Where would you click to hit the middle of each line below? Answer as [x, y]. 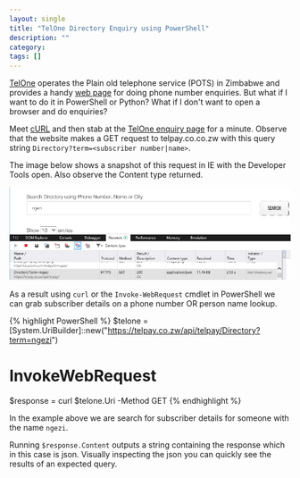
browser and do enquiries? [58, 112]
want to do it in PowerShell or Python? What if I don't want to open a [135, 102]
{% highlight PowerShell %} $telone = [79, 321]
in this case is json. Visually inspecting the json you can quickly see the [141, 454]
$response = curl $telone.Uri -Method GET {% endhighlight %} [125, 400]
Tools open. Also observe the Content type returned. [106, 175]
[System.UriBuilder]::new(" [59, 330]
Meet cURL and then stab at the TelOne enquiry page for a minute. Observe [148, 129]
